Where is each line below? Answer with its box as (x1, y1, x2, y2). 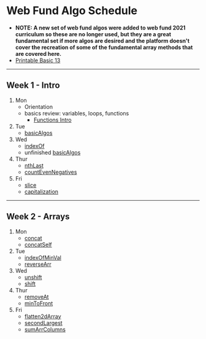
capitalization (24, 188, 59, 195)
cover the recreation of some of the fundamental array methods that (15, 44, 193, 51)
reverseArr (24, 260, 52, 268)
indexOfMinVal (24, 254, 62, 261)
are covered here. (15, 50, 62, 57)
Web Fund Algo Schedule (6, 4, 138, 18)
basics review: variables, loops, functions (24, 109, 129, 117)
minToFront (24, 299, 53, 307)
